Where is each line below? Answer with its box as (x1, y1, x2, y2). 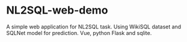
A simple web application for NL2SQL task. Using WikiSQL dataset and (6, 23, 182, 30)
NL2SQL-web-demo (6, 4, 108, 17)
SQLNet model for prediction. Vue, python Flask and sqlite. (6, 29, 152, 36)
